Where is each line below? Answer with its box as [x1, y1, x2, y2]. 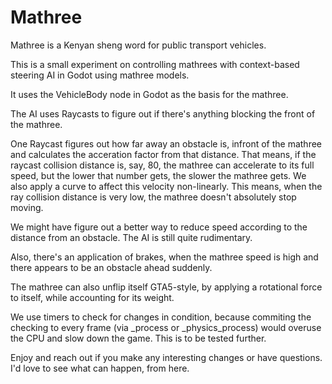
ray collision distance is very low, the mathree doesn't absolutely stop [10, 191, 297, 203]
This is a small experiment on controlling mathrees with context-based [10, 58, 300, 70]
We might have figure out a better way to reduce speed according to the [10, 221, 308, 233]
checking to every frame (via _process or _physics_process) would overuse [10, 321, 322, 333]
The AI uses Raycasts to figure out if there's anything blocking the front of [10, 107, 316, 120]
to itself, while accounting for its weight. [10, 291, 175, 303]
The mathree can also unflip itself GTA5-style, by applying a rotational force [10, 281, 323, 293]
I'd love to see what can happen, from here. [10, 362, 190, 374]
